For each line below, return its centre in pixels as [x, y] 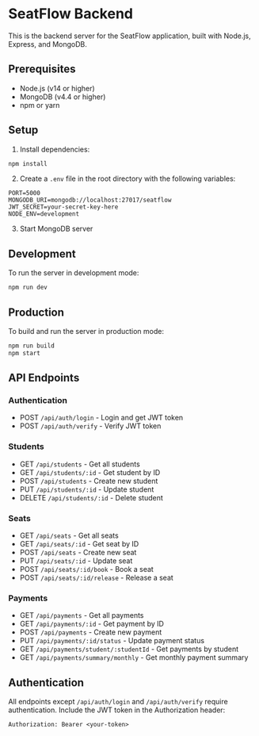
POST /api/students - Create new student [89, 481]
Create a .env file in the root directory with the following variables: [128, 178]
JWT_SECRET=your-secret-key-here [63, 207]
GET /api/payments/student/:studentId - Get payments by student [129, 649]
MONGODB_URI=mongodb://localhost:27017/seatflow [90, 200]
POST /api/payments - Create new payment [91, 632]
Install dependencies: [55, 149]
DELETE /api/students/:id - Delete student [91, 497]
